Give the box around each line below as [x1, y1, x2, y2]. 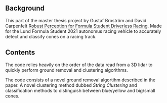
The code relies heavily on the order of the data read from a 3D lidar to [5, 62, 153, 68]
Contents [5, 48, 35, 57]
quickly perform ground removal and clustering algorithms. [5, 67, 128, 73]
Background [5, 4, 45, 13]
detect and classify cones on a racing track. [5, 33, 97, 39]
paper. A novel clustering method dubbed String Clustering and [5, 82, 138, 88]
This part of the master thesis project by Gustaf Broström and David [5, 17, 147, 23]
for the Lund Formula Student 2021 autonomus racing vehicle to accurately [5, 28, 161, 34]
